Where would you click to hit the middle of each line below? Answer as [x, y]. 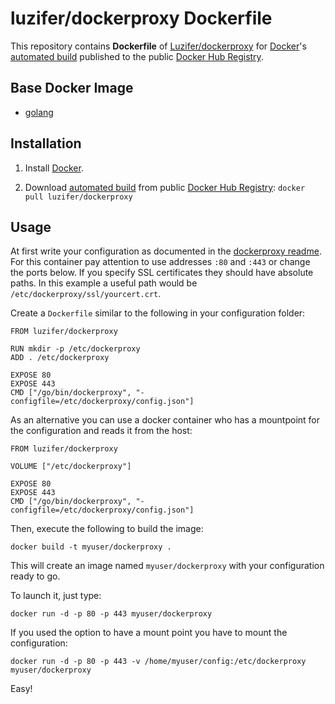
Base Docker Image [72, 88]
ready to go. [35, 576]
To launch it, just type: [56, 596]
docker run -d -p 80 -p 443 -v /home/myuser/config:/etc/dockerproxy [158, 662]
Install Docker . [54, 168]
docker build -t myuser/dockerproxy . [91, 547]
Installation [46, 143]
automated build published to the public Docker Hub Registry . [137, 56]
